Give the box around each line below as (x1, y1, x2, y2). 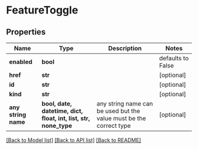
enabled (9, 58, 32, 66)
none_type (41, 121, 72, 130)
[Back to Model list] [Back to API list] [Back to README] (6, 137, 141, 144)
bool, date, (41, 100, 72, 107)
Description (108, 45, 142, 52)
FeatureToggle (6, 4, 78, 17)
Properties (6, 27, 46, 37)
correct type (96, 121, 131, 130)
